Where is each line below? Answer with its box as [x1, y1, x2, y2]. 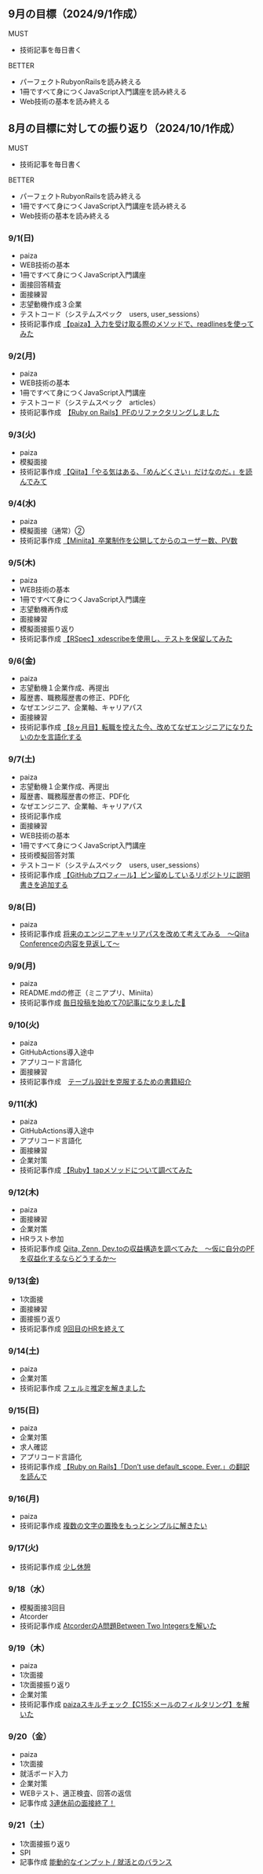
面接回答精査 [19, 280, 61, 289]
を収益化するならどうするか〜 [19, 1254, 116, 1263]
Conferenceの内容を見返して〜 [19, 939, 120, 948]
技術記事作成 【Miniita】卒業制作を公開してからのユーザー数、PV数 [19, 535, 238, 545]
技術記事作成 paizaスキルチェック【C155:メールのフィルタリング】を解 [19, 1700, 250, 1709]
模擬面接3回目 [19, 1602, 66, 1612]
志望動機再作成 [19, 604, 68, 614]
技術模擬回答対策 [19, 850, 75, 860]
